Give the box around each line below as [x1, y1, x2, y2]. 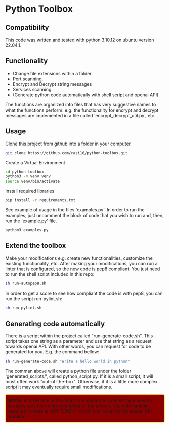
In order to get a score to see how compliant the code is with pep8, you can [5, 290, 163, 296]
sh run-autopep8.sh [5, 281, 47, 286]
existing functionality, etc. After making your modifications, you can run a [5, 260, 158, 266]
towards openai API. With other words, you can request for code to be [5, 343, 151, 350]
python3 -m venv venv [5, 174, 51, 179]
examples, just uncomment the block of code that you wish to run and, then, [5, 212, 164, 218]
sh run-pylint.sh [5, 305, 42, 310]
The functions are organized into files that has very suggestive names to [5, 101, 156, 108]
